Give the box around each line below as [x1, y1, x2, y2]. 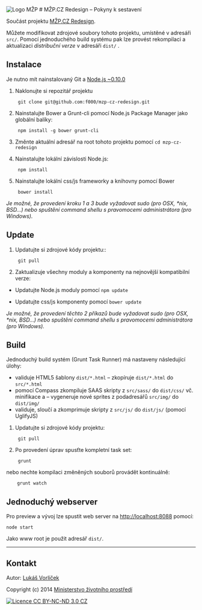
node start [6, 524, 34, 530]
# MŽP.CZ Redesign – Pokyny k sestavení [38, 6, 142, 13]
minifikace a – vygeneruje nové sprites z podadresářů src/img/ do [14, 393, 179, 401]
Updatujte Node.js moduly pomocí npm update [14, 286, 128, 293]
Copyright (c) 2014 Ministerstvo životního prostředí [6, 586, 133, 593]
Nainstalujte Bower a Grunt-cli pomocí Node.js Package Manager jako [14, 109, 188, 116]
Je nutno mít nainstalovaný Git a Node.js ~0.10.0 [6, 75, 126, 83]
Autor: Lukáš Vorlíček [6, 574, 60, 582]
